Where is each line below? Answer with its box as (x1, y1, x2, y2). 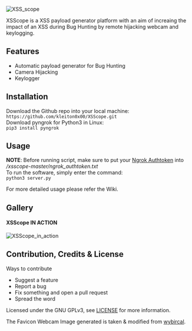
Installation (6, 92, 48, 102)
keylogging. (6, 29, 35, 37)
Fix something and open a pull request (14, 289, 108, 296)
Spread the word (14, 295, 56, 302)
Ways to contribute (6, 265, 52, 272)
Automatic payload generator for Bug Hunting (14, 62, 125, 69)
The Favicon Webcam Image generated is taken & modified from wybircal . (6, 318, 186, 325)
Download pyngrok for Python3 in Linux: (6, 118, 104, 126)
